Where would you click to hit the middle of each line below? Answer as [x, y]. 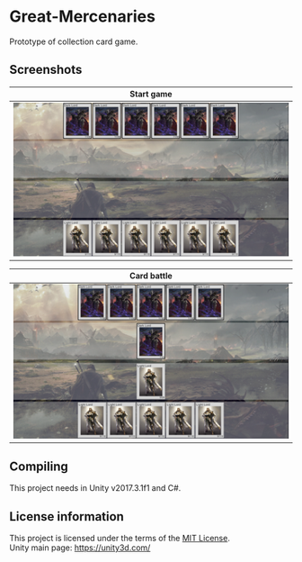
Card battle [151, 276]
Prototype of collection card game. [74, 41]
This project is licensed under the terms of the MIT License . [120, 539]
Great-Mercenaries [82, 17]
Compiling [39, 467]
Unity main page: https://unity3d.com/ [80, 548]
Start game [151, 94]
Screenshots [46, 70]
